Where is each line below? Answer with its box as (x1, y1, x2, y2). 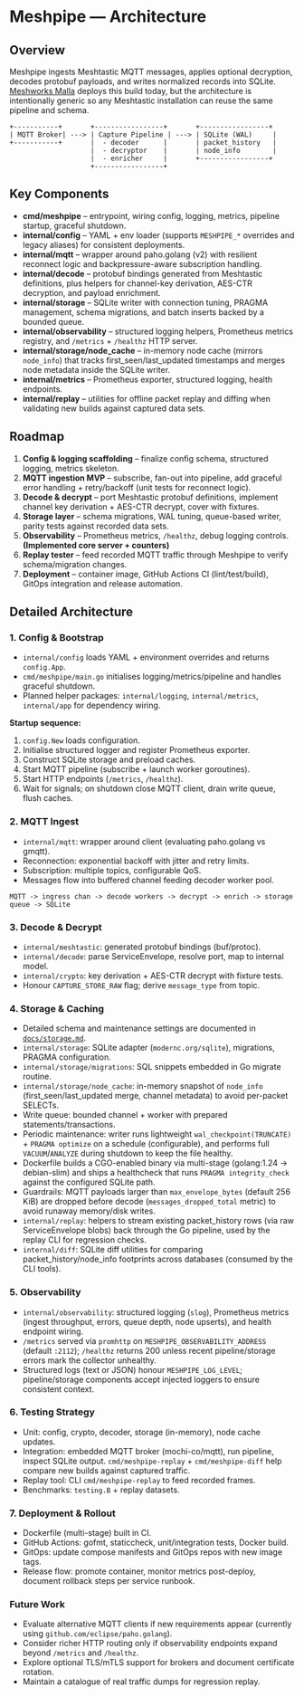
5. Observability (9, 1286, 81, 1299)
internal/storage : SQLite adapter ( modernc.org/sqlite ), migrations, (22, 1043, 276, 1053)
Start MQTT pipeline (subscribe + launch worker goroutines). (22, 764, 251, 775)
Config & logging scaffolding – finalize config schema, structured (22, 453, 269, 463)
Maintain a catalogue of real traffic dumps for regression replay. (22, 1676, 261, 1687)
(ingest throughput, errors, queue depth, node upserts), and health (22, 1316, 271, 1327)
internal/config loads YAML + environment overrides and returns (22, 652, 270, 662)
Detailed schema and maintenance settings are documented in (22, 1023, 256, 1034)
